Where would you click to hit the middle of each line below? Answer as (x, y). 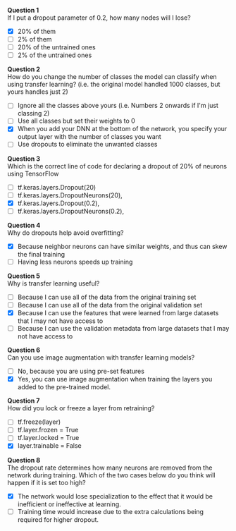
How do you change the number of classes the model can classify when (112, 77)
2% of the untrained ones (55, 55)
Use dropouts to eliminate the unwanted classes (87, 145)
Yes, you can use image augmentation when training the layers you (115, 379)
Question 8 (24, 460)
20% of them (37, 31)
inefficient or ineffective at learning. (69, 504)
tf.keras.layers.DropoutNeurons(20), (70, 195)
